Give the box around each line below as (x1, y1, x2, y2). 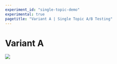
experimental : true (5, 12, 45, 17)
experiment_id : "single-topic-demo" (5, 7, 80, 12)
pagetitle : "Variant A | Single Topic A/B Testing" (5, 16, 113, 21)
